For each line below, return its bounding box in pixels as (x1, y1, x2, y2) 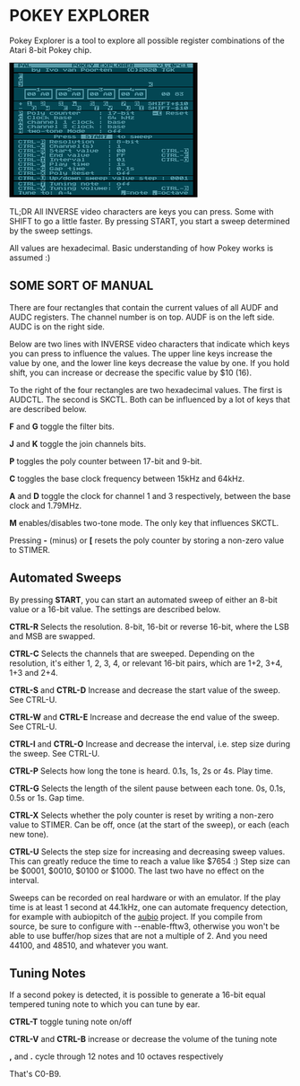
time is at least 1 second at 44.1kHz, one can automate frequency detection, (9, 901, 288, 912)
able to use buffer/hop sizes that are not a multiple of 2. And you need (9, 930, 268, 941)
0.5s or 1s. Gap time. (9, 792, 85, 803)
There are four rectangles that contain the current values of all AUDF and (9, 302, 279, 312)
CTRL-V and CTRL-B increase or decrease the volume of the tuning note (9, 1034, 278, 1045)
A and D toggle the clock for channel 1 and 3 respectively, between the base (9, 490, 291, 501)
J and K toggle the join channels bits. (9, 438, 147, 449)
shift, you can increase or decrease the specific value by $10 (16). (9, 367, 253, 378)
